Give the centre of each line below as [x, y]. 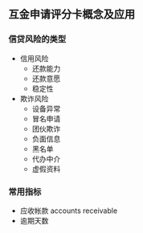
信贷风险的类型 [37, 39]
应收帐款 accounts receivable [69, 211]
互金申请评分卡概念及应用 [71, 14]
